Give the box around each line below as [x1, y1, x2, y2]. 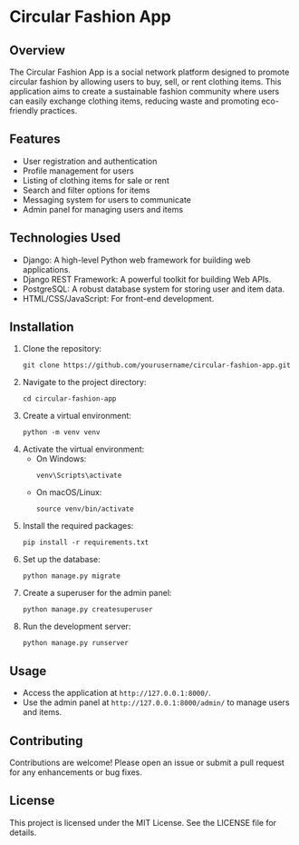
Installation [9, 320, 74, 335]
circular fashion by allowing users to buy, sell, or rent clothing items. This [9, 76, 282, 87]
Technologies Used [9, 230, 121, 246]
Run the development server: [22, 621, 131, 632]
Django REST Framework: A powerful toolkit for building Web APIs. [22, 273, 272, 284]
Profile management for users [22, 165, 134, 176]
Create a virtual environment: [22, 411, 131, 422]
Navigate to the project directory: [22, 377, 147, 388]
